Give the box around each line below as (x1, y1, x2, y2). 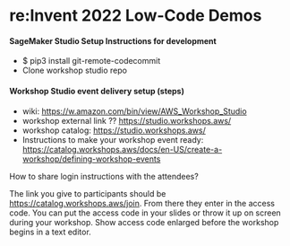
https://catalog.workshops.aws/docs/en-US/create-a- (21, 144, 223, 154)
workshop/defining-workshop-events (21, 154, 161, 164)
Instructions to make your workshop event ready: (21, 134, 204, 145)
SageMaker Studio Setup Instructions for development (9, 35, 217, 46)
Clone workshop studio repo (21, 65, 128, 76)
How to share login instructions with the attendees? (9, 171, 199, 181)
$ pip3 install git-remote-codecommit (21, 56, 161, 66)
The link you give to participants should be (9, 188, 166, 198)
